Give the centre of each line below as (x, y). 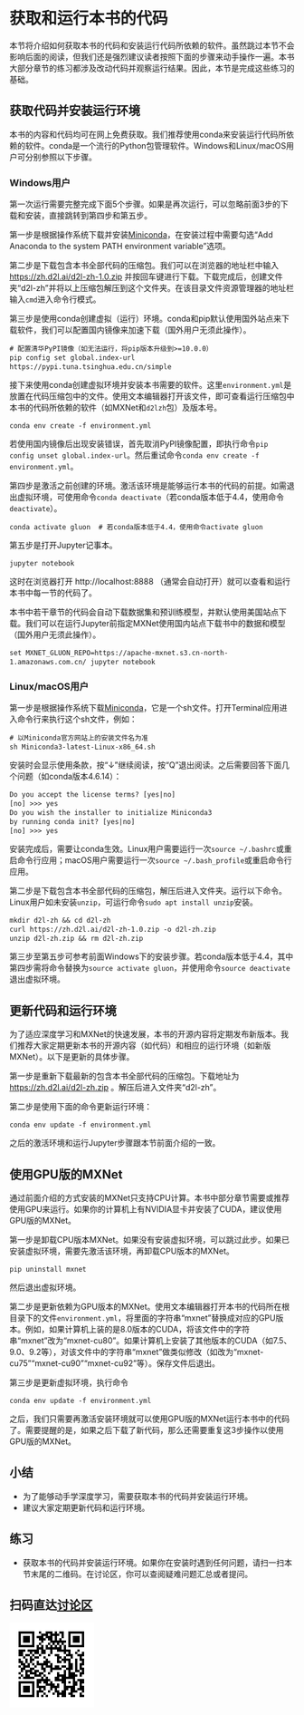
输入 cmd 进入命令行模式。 (55, 299)
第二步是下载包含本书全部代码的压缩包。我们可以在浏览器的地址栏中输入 (144, 266)
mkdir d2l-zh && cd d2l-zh (60, 921)
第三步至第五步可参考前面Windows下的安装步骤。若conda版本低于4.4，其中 (152, 956)
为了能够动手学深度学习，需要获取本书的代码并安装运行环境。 (138, 1496)
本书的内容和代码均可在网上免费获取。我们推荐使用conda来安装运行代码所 (148, 134)
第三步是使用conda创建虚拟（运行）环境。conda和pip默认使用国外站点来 (146, 319)
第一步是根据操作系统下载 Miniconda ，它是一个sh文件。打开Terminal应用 (145, 708)
